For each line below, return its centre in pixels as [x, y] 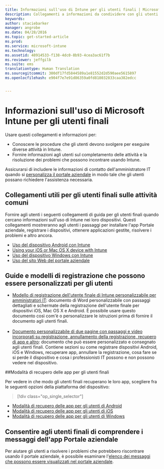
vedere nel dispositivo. [35, 363]
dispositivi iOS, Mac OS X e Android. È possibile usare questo [74, 311]
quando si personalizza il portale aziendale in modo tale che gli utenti [75, 174]
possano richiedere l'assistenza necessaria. [49, 180]
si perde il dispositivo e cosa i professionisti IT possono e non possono [83, 357]
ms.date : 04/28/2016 [26, 32]
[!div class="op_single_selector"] [50, 397]
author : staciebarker [27, 23]
